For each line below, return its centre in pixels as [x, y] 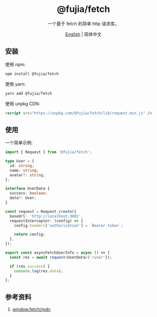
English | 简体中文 [83, 34]
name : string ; [24, 170]
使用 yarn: [15, 84]
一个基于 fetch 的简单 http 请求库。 [83, 23]
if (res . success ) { [30, 266]
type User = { [20, 161]
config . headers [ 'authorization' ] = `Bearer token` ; [69, 225]
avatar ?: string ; [28, 175]
